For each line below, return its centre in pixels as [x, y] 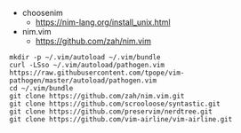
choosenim [43, 13]
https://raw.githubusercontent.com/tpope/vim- [97, 73]
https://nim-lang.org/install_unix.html [103, 22]
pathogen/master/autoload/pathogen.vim [83, 81]
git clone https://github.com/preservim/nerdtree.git [111, 112]
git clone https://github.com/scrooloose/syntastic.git [115, 104]
